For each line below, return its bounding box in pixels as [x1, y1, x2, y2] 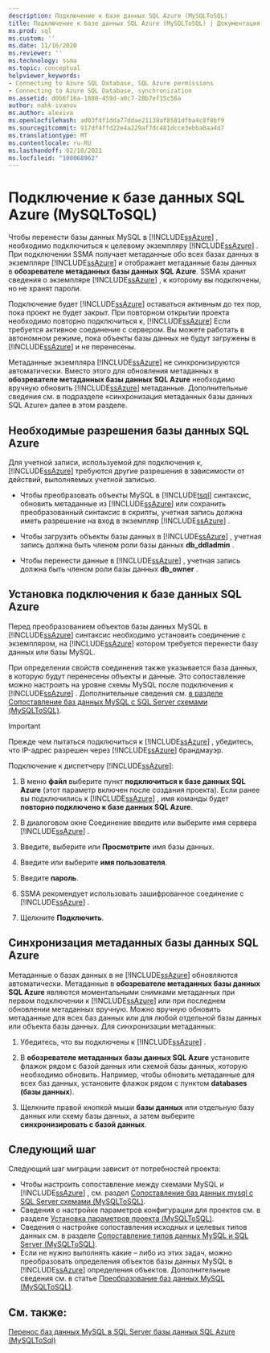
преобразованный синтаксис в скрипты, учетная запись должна [19, 508, 243, 517]
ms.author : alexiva [8, 109, 74, 118]
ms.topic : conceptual [8, 64, 81, 72]
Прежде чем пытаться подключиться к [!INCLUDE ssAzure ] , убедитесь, [8, 736, 255, 746]
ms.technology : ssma [8, 57, 78, 65]
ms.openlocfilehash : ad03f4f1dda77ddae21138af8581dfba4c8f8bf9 [8, 117, 225, 125]
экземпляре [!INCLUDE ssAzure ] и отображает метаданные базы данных [8, 258, 257, 268]
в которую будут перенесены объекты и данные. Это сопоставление [8, 671, 246, 681]
